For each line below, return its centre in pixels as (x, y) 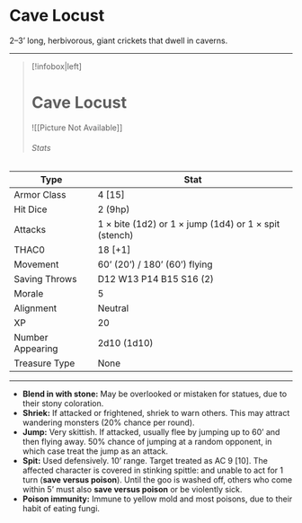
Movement (36, 264)
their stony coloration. (63, 403)
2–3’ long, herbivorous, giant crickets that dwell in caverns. (119, 40)
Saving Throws (45, 279)
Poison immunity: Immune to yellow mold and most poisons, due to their (157, 499)
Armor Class (40, 195)
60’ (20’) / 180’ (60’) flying (155, 264)
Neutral (113, 308)
